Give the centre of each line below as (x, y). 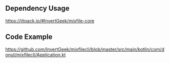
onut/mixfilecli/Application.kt (36, 55)
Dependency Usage (38, 8)
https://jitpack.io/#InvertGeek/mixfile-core (50, 20)
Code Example (29, 37)
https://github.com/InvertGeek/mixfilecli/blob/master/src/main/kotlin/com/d (85, 49)
